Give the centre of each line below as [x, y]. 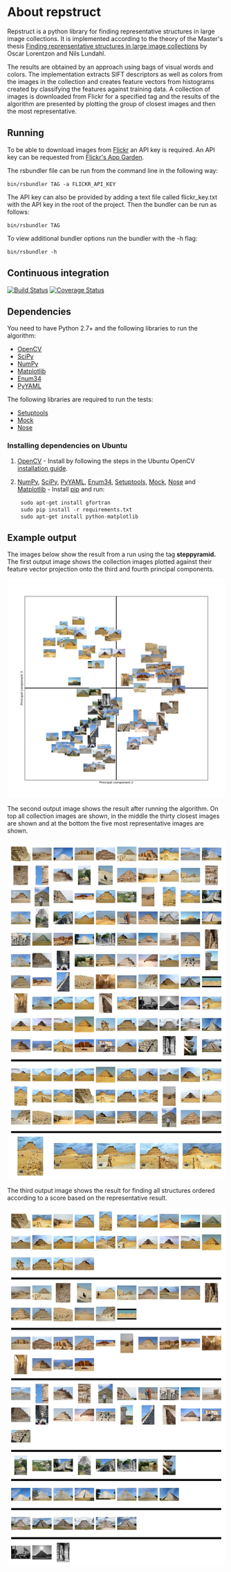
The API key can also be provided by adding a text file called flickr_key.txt [112, 197]
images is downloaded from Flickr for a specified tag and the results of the [113, 96]
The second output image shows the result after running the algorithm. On [113, 809]
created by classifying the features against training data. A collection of [109, 89]
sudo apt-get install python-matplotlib [80, 517]
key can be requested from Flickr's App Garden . [76, 157]
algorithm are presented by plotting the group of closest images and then [111, 103]
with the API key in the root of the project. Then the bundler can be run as [112, 204]
